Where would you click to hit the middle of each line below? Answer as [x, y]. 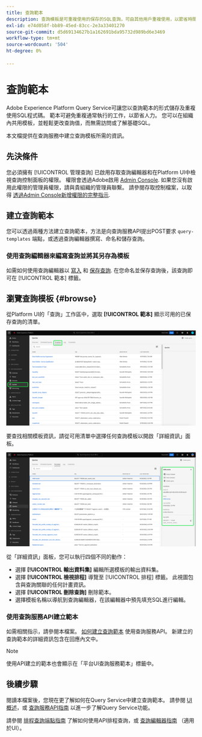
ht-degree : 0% [24, 51]
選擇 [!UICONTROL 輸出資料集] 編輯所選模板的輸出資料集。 [88, 570]
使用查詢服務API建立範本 [42, 617]
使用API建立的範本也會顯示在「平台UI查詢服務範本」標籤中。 [82, 663]
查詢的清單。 [27, 322]
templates [19, 239]
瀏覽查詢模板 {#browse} [52, 298]
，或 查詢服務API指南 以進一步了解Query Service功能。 [85, 707]
